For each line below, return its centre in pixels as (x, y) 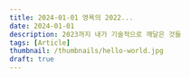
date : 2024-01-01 (42, 26)
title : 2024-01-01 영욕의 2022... (71, 17)
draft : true (32, 59)
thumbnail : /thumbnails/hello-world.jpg (87, 51)
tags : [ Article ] (40, 43)
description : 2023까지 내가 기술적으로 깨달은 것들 (95, 34)
